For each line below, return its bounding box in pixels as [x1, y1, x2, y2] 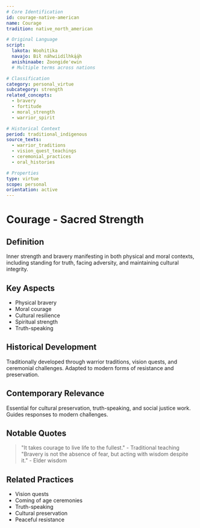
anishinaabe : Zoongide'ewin [11, 58, 83, 65]
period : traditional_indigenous [6, 131, 87, 137]
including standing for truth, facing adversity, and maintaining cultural [6, 259, 179, 266]
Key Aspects [6, 283, 55, 293]
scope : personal [6, 181, 47, 187]
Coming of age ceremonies [14, 497, 83, 504]
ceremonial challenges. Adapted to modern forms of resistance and [6, 364, 174, 371]
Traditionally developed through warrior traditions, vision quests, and [6, 358, 178, 365]
